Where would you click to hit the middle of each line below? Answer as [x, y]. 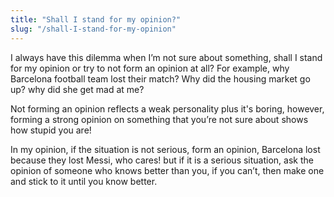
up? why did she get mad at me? [77, 89]
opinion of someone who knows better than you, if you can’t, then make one [167, 170]
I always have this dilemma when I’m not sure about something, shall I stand [166, 57]
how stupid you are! [51, 130]
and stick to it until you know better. [84, 181]
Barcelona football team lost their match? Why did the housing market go [160, 78]
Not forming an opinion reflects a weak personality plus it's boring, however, [167, 108]
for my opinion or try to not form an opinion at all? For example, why [150, 68]
